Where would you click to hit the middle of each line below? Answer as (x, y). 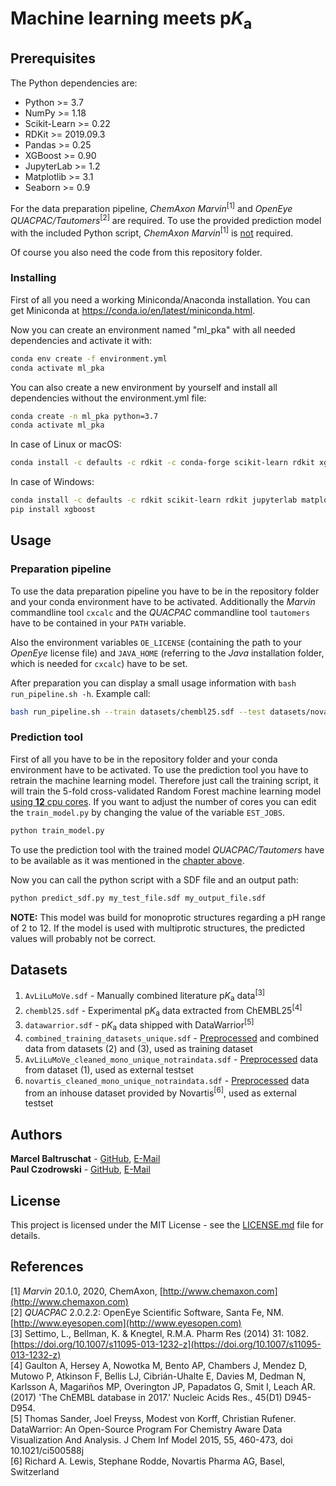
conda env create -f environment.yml (89, 358)
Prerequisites (53, 58)
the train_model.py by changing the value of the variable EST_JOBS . (147, 812)
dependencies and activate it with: (81, 340)
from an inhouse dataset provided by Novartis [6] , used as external (160, 1092)
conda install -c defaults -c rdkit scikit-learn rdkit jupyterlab (154, 500)
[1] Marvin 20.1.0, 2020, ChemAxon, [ (86, 1291)
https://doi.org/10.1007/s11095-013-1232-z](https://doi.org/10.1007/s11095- (167, 1344)
